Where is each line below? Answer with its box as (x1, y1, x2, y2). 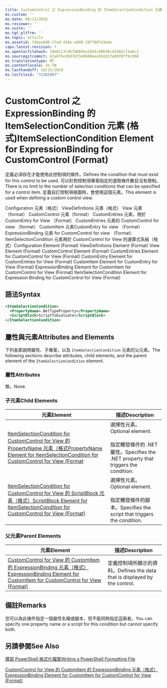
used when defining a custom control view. (5, 195, 93, 201)
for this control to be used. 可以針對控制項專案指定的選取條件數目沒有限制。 (5, 178, 161, 184)
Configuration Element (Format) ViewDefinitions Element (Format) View (14, 242, 160, 248)
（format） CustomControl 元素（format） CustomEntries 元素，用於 (5, 211, 146, 217)
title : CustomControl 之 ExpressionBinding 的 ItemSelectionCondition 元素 (5, 7, 163, 12)
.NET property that (110, 455, 154, 462)
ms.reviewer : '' (5, 21, 39, 26)
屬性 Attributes (5, 371, 41, 378)
